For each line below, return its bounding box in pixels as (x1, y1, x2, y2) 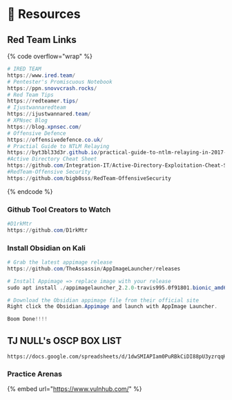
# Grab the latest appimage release (7, 259, 113, 266)
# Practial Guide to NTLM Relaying (7, 143, 110, 149)
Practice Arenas (7, 369, 62, 379)
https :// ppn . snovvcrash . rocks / (7, 84, 97, 92)
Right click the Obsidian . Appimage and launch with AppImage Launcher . (7, 303, 217, 310)
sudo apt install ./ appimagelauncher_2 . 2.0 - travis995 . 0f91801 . (7, 284, 193, 291)
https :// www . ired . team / (7, 72, 76, 79)
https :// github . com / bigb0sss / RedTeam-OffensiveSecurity (7, 174, 171, 182)
